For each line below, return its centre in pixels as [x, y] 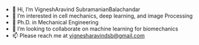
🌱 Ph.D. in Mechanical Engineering [55, 22]
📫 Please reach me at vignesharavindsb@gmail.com [78, 36]
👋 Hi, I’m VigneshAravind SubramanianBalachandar [76, 9]
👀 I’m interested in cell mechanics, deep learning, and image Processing [102, 16]
